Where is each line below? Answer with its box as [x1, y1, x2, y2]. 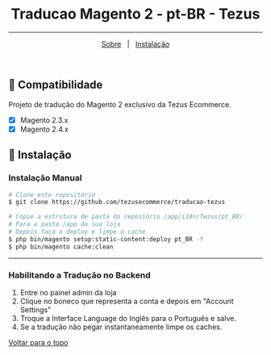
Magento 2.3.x [19, 115, 69, 125]
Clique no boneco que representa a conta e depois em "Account [19, 296, 234, 306]
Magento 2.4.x [19, 124, 69, 134]
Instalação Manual [8, 173, 82, 184]
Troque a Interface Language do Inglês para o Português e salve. [19, 313, 236, 323]
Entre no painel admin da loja [19, 287, 117, 297]
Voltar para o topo [8, 337, 69, 347]
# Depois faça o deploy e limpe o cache [8, 228, 147, 236]
